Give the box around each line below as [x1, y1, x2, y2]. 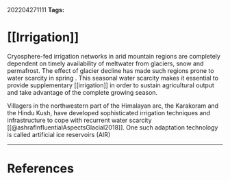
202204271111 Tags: [7, 6, 65, 14]
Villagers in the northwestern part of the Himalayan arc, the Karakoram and [7, 102, 219, 110]
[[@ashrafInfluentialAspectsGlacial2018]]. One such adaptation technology [7, 123, 218, 132]
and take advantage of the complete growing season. [7, 88, 158, 96]
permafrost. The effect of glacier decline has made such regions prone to [7, 66, 214, 74]
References [7, 161, 74, 177]
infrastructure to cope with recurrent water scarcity [7, 116, 152, 124]
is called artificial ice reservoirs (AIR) [7, 130, 111, 138]
